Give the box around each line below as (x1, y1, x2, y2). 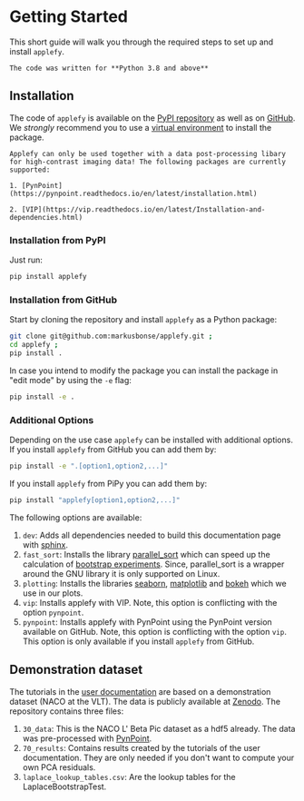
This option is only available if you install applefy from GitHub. (22, 636, 255, 647)
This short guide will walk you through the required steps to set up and (9, 36, 274, 47)
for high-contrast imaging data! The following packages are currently (9, 157, 286, 166)
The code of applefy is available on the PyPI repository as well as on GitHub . (9, 112, 296, 124)
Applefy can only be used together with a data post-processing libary (9, 149, 286, 158)
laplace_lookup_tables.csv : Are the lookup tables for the (22, 771, 236, 782)
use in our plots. (22, 588, 83, 598)
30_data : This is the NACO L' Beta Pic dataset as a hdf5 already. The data (22, 723, 296, 734)
